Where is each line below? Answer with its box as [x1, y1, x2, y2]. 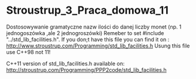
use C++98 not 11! [6, 48, 51, 55]
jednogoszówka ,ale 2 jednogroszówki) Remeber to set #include [6, 29, 164, 36]
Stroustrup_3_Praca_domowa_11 [6, 4, 169, 17]
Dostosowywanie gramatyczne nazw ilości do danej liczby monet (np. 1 [6, 23, 182, 30]
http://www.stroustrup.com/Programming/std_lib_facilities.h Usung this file [6, 42, 190, 49]
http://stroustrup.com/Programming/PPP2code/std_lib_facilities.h [6, 66, 167, 73]
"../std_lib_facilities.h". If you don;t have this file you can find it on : [6, 36, 170, 43]
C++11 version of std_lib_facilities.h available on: [6, 60, 125, 67]
